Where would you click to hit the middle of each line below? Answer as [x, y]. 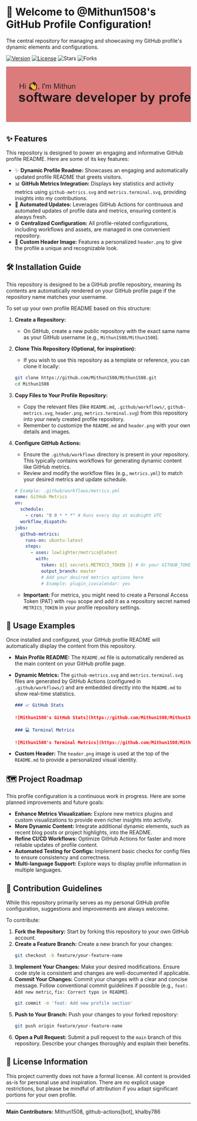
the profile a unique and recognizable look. [66, 248]
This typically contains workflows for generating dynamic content [103, 460]
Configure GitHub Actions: [47, 443]
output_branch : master [69, 571]
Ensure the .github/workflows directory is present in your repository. [106, 454]
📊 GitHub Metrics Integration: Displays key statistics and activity [94, 183]
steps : [33, 546]
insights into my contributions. [51, 198]
